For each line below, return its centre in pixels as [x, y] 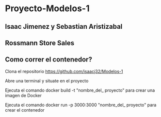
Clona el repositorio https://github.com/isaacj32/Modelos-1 [64, 71]
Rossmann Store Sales [40, 43]
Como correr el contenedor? [48, 60]
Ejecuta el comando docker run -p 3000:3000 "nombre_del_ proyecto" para [81, 105]
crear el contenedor [25, 110]
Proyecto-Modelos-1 [47, 9]
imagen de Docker [24, 95]
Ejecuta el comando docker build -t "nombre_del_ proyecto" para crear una [80, 90]
